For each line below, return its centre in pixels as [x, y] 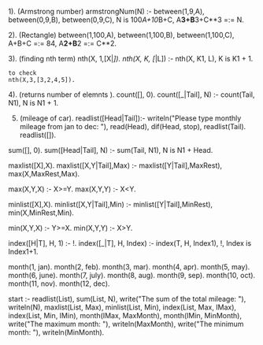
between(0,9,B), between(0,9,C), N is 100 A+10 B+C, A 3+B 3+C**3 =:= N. [126, 20]
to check [22, 73]
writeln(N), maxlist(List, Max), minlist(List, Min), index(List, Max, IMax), [122, 307]
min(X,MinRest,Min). [41, 213]
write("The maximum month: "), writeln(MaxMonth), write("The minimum [126, 324]
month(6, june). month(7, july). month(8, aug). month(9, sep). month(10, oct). [132, 275]
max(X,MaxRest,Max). [44, 174]
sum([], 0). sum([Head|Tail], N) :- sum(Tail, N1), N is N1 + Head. [111, 150]
